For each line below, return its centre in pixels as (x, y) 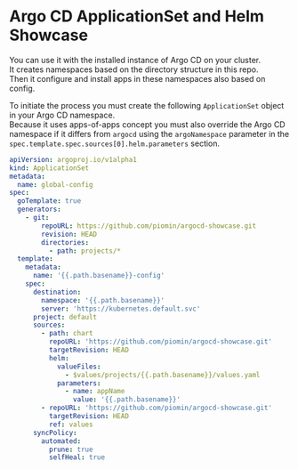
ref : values (71, 425)
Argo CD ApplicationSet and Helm (137, 16)
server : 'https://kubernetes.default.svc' (121, 309)
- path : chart (67, 334)
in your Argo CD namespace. (62, 115)
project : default (65, 317)
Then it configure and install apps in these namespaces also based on (137, 78)
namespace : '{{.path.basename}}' (103, 300)
